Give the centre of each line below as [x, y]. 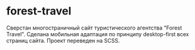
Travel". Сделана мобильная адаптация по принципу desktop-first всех [98, 34]
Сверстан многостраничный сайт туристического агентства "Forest [94, 28]
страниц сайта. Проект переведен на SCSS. [63, 40]
